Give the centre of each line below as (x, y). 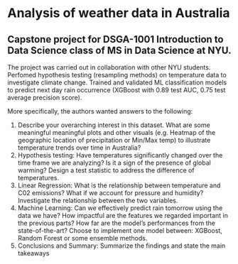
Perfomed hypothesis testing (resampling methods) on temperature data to (117, 75)
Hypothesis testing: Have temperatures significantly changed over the (120, 155)
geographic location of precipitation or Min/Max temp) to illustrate (114, 140)
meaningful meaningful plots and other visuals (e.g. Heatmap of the (117, 132)
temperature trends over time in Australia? (79, 148)
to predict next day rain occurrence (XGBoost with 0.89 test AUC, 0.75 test (117, 90)
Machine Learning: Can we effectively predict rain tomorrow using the (120, 208)
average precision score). (45, 98)
